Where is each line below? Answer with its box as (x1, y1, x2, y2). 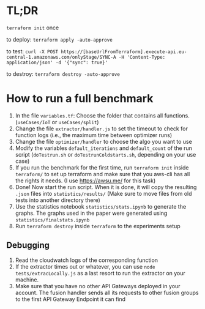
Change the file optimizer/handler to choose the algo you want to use (15, 138, 193, 145)
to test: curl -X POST (6, 47, 59, 55)
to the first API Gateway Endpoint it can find (15, 295, 126, 303)
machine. (15, 276, 39, 283)
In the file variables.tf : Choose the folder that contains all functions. (15, 111, 190, 119)
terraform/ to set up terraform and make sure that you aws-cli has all (15, 170, 190, 177)
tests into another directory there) (15, 196, 101, 204)
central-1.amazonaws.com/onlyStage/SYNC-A (6, 54, 116, 60)
